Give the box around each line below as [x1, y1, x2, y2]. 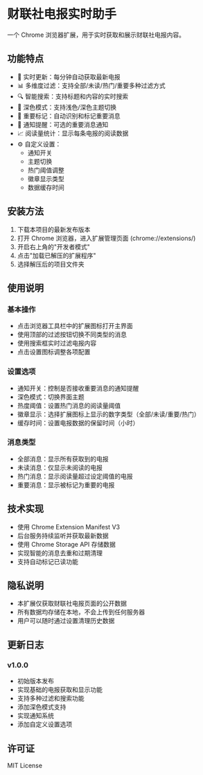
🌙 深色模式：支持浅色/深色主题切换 [17, 103, 116, 111]
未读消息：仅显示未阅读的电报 [17, 463, 103, 472]
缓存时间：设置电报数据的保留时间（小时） [17, 418, 139, 427]
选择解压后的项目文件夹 [17, 259, 85, 268]
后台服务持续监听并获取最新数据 [17, 531, 109, 540]
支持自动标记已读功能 [17, 557, 78, 565]
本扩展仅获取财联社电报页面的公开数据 [17, 599, 127, 608]
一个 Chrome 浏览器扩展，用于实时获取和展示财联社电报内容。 [7, 31, 186, 39]
